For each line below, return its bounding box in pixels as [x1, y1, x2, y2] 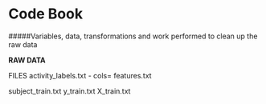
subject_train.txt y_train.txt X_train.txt [8, 86, 131, 96]
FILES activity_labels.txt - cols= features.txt [8, 70, 152, 80]
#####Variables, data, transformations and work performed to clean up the [8, 31, 258, 41]
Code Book [8, 5, 83, 23]
